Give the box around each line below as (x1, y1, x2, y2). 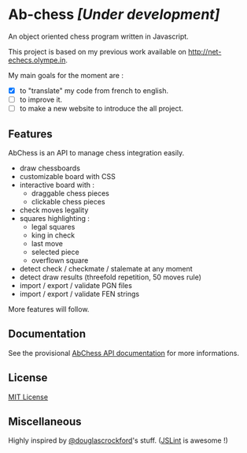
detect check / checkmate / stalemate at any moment (19, 264, 193, 273)
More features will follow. (8, 304, 90, 313)
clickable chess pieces (31, 197, 105, 206)
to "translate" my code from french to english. (19, 85, 169, 95)
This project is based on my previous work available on (8, 47, 187, 56)
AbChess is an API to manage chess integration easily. (8, 148, 185, 157)
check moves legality (19, 205, 89, 215)
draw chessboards (19, 163, 81, 173)
